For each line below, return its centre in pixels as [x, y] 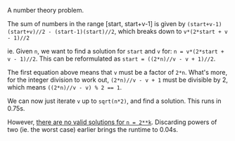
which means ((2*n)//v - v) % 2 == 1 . [65, 87]
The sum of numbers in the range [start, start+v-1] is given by [96, 24]
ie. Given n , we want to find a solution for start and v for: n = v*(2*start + [116, 51]
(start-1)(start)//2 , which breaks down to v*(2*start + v [141, 31]
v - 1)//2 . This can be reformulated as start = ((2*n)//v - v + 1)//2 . [112, 59]
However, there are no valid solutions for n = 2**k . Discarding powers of [112, 122]
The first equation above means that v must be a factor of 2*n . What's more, [117, 72]
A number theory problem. [46, 10]
